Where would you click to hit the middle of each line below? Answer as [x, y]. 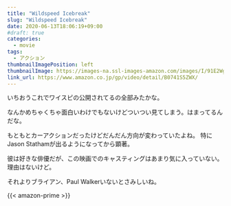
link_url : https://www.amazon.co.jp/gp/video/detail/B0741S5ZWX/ [102, 77]
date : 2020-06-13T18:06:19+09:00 [55, 26]
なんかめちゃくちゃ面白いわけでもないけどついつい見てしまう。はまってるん [115, 112]
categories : [24, 39]
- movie [24, 45]
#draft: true [26, 33]
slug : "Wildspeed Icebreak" [47, 20]
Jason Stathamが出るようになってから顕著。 [70, 144]
